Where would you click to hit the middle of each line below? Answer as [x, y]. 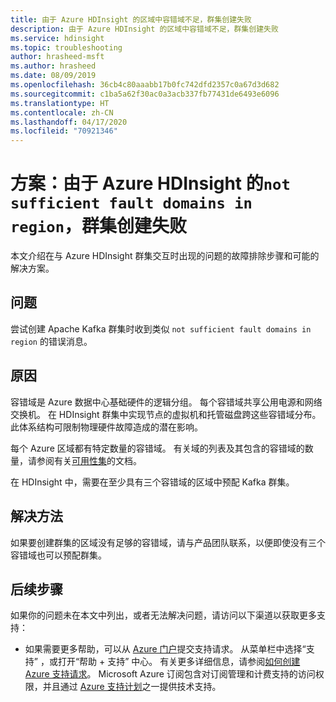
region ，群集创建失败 [98, 226]
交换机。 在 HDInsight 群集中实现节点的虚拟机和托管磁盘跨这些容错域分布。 [166, 414]
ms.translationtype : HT [60, 103]
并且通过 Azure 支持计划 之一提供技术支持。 [132, 687]
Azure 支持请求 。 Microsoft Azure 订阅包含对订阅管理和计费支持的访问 [170, 674]
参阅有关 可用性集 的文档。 [89, 460]
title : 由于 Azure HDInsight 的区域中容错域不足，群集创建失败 [131, 19]
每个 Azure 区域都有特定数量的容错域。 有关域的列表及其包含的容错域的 [157, 448]
